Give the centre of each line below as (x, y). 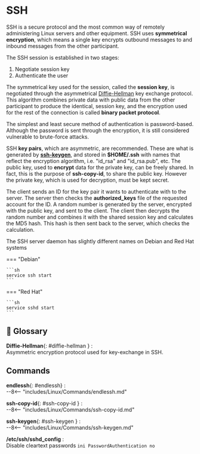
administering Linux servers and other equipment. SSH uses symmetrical (97, 33)
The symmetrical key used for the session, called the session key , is (90, 87)
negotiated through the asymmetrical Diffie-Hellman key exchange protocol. (100, 93)
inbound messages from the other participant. (63, 46)
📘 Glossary (27, 331)
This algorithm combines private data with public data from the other (91, 100)
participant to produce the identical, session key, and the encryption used (97, 106)
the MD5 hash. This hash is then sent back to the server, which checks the (98, 223)
